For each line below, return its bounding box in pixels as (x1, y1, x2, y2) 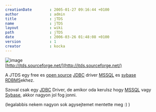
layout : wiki (5, 26, 63, 30)
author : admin (5, 12, 65, 17)
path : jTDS (5, 30, 63, 35)
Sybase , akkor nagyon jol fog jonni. (5, 92, 77, 98)
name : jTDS (5, 21, 63, 26)
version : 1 (5, 39, 56, 44)
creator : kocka (5, 44, 65, 49)
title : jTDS (5, 16, 63, 21)
